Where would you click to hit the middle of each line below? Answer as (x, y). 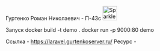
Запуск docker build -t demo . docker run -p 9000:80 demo (80, 30)
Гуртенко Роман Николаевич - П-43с (54, 18)
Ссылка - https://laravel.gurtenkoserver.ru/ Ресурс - (71, 41)
